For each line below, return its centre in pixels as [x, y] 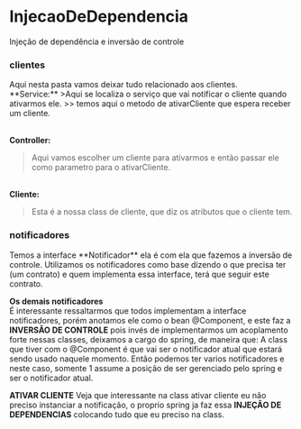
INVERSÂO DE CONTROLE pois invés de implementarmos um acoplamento [149, 330]
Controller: [30, 141]
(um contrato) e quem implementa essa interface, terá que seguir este [140, 274]
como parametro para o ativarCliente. [101, 168]
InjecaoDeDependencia [99, 17]
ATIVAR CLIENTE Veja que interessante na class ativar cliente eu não [138, 395]
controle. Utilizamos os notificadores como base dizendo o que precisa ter [148, 264]
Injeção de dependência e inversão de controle [97, 41]
